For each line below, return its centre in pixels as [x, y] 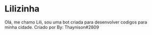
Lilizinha [22, 9]
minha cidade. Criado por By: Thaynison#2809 [52, 27]
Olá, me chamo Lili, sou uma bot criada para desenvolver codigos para [76, 22]
